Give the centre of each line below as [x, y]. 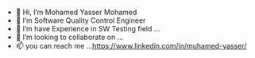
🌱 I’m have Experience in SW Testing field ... [88, 29]
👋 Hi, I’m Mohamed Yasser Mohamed [76, 12]
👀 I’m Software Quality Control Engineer [81, 20]
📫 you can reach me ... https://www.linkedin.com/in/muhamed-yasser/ [131, 46]
